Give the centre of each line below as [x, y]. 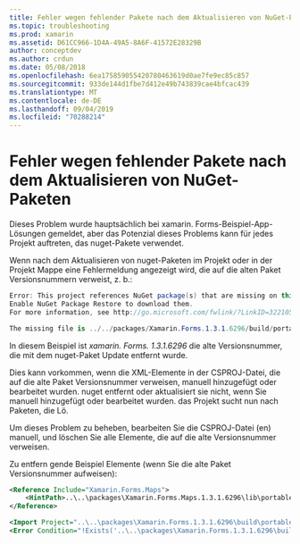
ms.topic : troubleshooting [59, 26]
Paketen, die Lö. [39, 410]
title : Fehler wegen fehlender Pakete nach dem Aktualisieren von [135, 17]
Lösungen [28, 234]
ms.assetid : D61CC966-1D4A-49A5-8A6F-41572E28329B [105, 42]
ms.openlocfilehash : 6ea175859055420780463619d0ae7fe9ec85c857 [129, 76]
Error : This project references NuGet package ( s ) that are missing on [143, 296]
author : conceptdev [46, 51]
